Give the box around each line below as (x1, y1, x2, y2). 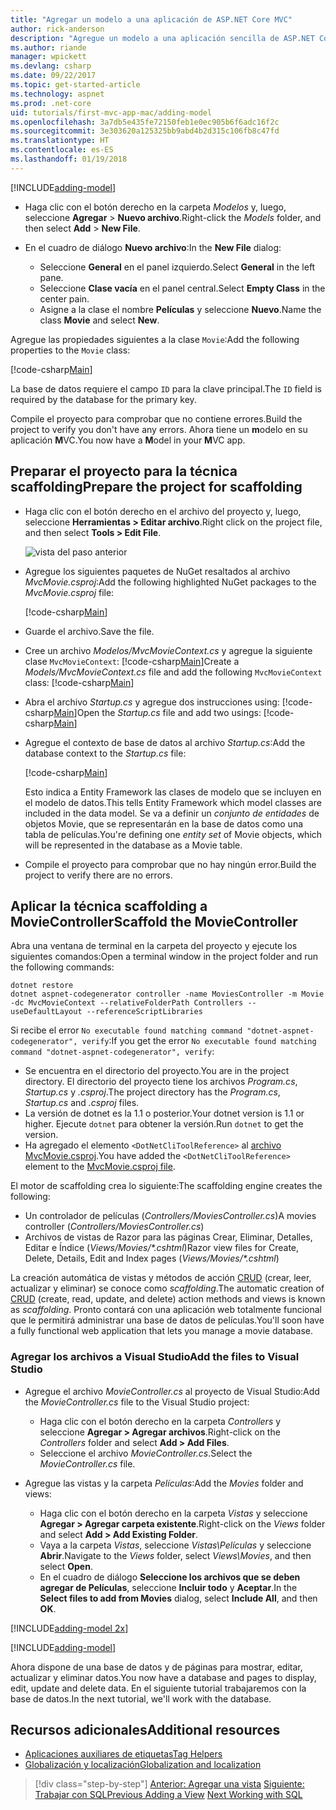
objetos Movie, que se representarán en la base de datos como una (24, 817, 304, 830)
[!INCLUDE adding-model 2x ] (10, 1622, 129, 1634)
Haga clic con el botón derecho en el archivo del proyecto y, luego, (24, 505, 302, 517)
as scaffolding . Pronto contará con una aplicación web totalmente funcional (10, 1304, 323, 1316)
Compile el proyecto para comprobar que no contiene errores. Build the (10, 412, 303, 425)
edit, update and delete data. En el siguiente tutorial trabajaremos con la (10, 1682, 307, 1694)
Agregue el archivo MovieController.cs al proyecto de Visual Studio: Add (24, 1385, 320, 1397)
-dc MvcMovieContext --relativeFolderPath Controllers (10, 998, 244, 1008)
